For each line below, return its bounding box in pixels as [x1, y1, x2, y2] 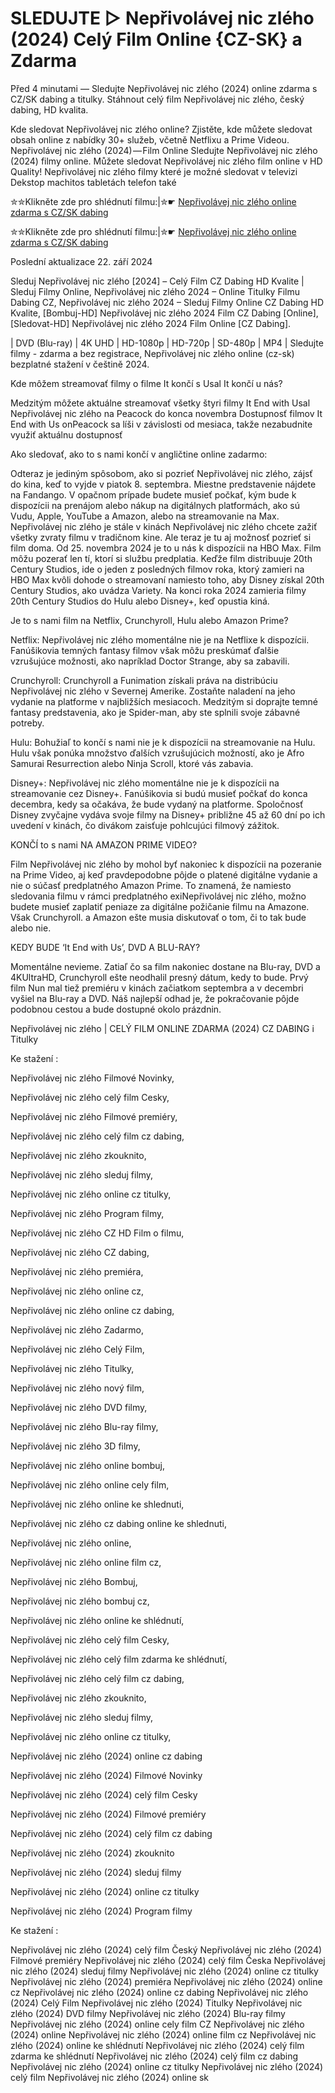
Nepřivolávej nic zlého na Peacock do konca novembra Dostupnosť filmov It [10, 407, 323, 419]
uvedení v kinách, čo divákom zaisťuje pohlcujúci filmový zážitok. [10, 819, 280, 831]
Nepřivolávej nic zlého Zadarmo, [10, 1323, 144, 1336]
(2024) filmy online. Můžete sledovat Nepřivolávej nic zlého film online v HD [10, 155, 323, 167]
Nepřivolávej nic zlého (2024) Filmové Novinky [10, 1769, 203, 1781]
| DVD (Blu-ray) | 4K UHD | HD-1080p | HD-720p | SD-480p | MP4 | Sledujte [10, 337, 324, 349]
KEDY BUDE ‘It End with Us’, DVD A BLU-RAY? [10, 941, 201, 953]
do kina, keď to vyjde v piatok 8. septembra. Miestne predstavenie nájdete [10, 478, 317, 490]
